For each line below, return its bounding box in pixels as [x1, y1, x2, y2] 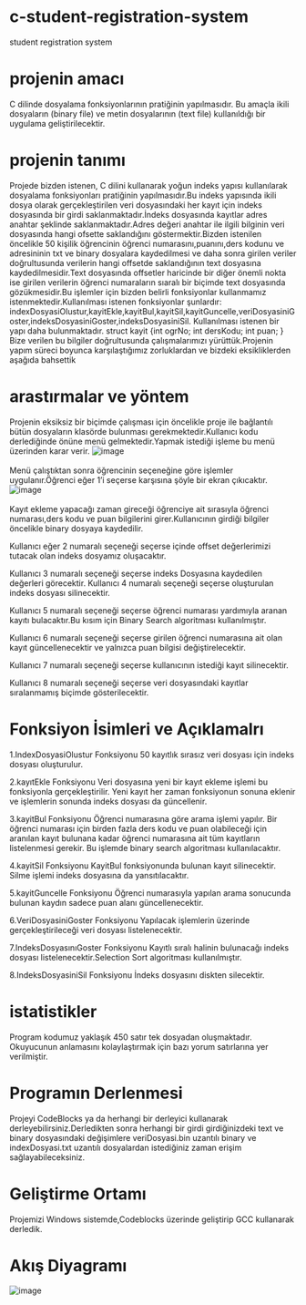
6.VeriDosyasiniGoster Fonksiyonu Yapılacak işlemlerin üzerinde [9, 914, 250, 926]
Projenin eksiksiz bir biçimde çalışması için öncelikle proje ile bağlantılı [9, 416, 273, 427]
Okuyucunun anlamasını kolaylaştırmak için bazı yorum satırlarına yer [9, 1041, 269, 1052]
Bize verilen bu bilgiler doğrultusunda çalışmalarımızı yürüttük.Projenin [9, 334, 274, 345]
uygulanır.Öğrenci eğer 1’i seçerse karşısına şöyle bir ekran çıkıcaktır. [9, 474, 269, 485]
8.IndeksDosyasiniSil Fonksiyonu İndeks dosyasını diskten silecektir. [9, 969, 265, 981]
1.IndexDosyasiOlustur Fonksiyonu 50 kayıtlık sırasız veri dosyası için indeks [9, 749, 295, 760]
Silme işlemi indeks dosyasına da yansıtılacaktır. [9, 869, 189, 880]
